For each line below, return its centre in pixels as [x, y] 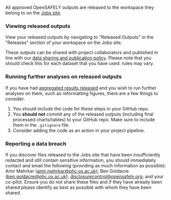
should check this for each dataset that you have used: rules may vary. [80, 63]
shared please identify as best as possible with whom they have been [78, 187]
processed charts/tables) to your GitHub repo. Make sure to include [84, 119]
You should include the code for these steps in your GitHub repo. [81, 108]
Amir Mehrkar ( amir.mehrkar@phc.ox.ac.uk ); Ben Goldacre [67, 171]
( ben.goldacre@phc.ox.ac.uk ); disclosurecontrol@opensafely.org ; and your [84, 176]
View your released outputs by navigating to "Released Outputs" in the [80, 37]
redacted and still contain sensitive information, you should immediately [81, 160]
